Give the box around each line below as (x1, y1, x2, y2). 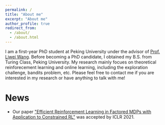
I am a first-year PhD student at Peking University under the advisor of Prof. (5, 48, 160, 55)
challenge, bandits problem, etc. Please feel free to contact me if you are (5, 69, 155, 75)
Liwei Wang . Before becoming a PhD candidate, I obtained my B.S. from (5, 54, 152, 60)
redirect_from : (5, 26, 37, 31)
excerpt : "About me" (5, 16, 48, 21)
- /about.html (9, 35, 39, 40)
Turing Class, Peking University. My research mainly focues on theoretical (5, 59, 157, 65)
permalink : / (5, 7, 32, 12)
